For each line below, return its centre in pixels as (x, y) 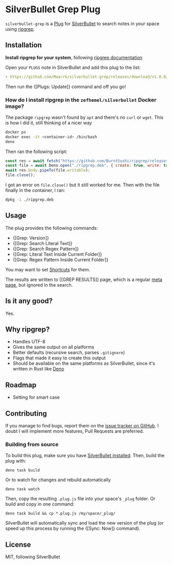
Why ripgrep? (28, 329)
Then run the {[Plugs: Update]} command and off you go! (66, 86)
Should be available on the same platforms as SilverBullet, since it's (84, 363)
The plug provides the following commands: (52, 228)
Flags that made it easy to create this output (59, 358)
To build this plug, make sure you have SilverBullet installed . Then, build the (85, 455)
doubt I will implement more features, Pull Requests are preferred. (75, 431)
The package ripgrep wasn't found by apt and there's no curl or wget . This (84, 117)
